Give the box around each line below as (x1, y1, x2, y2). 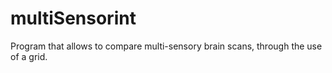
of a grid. (10, 50, 48, 62)
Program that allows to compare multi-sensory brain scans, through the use (10, 40, 323, 52)
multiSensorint (10, 7, 137, 30)
